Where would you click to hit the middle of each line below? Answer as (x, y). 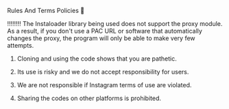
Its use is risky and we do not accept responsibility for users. (103, 72)
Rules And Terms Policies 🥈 (46, 11)
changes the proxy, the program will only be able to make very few (101, 38)
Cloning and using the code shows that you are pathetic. (97, 59)
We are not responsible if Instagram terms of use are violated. (104, 85)
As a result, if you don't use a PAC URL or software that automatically (105, 31)
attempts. (21, 45)
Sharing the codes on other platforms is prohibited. (89, 98)
